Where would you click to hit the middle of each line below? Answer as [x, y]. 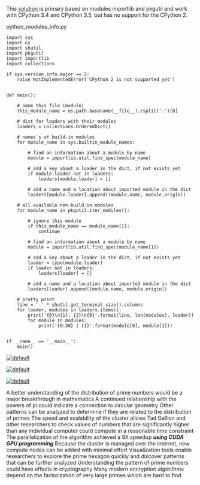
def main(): [21, 95]
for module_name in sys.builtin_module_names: [76, 143]
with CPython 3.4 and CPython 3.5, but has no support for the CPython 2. [97, 15]
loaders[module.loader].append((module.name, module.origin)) [107, 195]
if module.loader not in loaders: [71, 174]
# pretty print [36, 299]
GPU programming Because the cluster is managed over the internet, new [98, 443]
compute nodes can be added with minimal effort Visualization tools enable [99, 450]
